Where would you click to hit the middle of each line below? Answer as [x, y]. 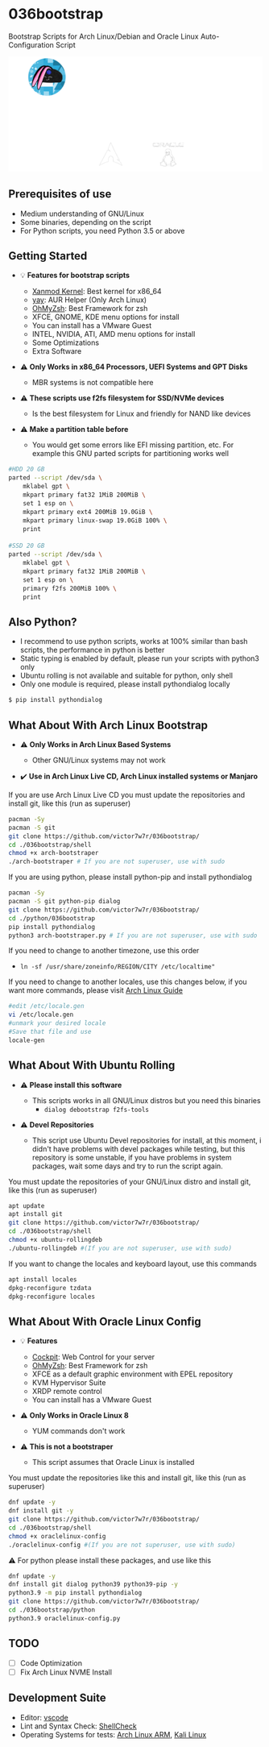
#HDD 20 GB [27, 469]
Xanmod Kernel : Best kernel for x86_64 [97, 292]
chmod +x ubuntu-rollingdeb [56, 1240]
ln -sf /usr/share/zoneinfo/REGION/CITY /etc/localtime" [118, 967]
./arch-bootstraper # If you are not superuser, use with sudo [117, 862]
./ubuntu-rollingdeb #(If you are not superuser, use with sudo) [120, 1248]
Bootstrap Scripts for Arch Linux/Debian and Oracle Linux [103, 36]
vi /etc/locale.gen [41, 1015]
